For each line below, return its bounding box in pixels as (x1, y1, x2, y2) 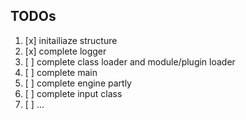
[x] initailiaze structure (24, 34, 118, 46)
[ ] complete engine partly (24, 77, 132, 89)
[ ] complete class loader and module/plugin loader (24, 55, 236, 68)
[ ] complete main (24, 66, 98, 78)
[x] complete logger (24, 45, 107, 57)
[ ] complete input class (24, 87, 123, 99)
